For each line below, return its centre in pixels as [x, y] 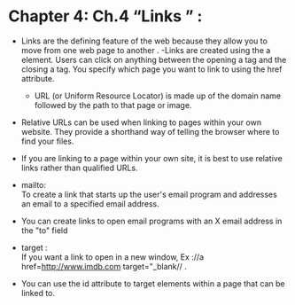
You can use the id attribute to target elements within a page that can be [153, 283]
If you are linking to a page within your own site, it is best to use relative [151, 158]
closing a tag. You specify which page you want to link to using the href [151, 69]
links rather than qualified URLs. [79, 168]
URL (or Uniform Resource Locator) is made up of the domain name [158, 96]
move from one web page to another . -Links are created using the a [146, 50]
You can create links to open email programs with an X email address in [151, 221]
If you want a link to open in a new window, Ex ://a [113, 257]
